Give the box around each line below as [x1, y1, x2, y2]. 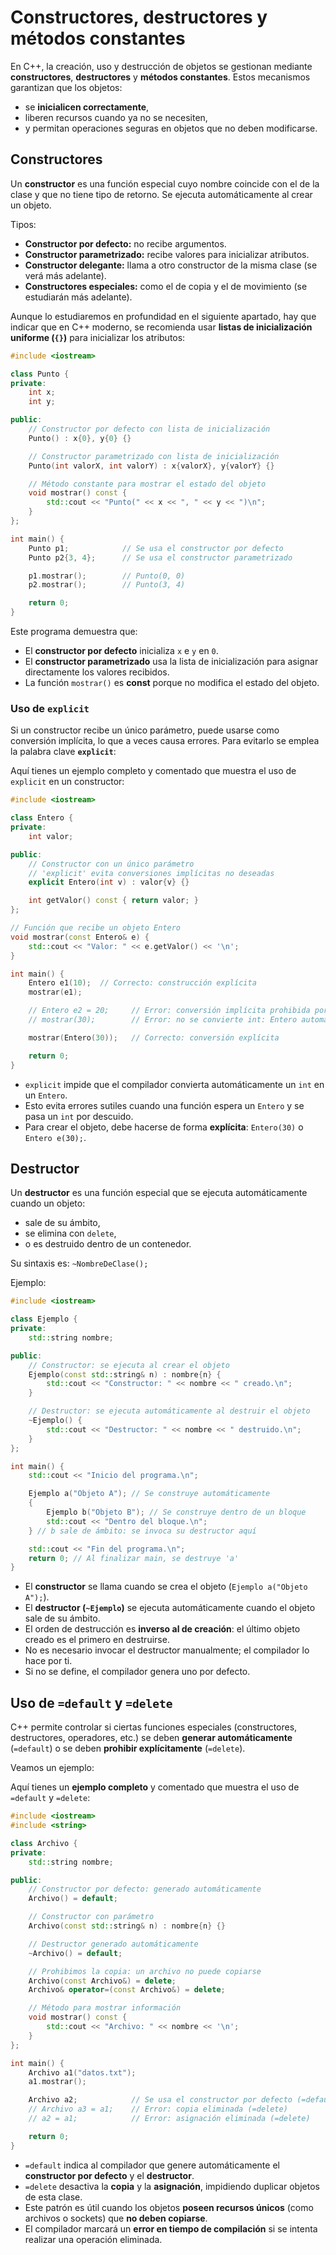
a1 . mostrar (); [28, 2077, 87, 2087]
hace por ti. [24, 1655, 73, 1667]
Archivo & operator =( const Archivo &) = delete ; [28, 1985, 226, 1995]
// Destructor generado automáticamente [28, 1939, 199, 1949]
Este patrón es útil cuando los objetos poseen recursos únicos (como [24, 2201, 314, 2213]
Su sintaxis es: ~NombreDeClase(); [10, 1257, 149, 1270]
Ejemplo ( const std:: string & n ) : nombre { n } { [28, 1369, 222, 1380]
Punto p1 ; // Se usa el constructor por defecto [28, 543, 284, 553]
